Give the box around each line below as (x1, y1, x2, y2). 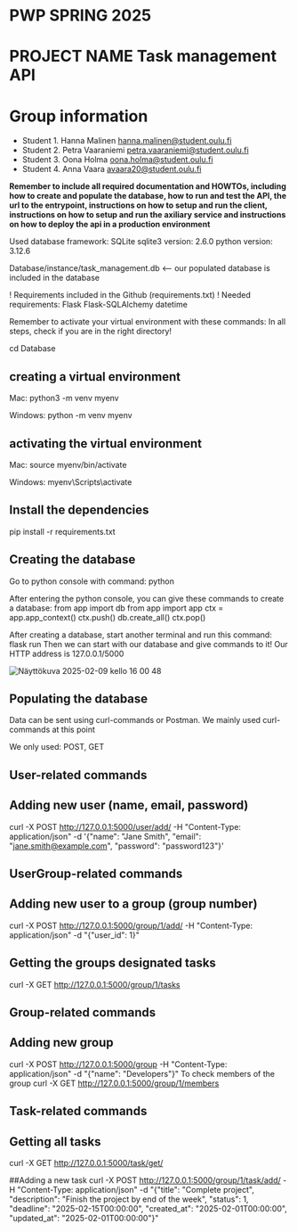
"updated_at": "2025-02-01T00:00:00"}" (9, 1213, 159, 1223)
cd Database (9, 343, 56, 354)
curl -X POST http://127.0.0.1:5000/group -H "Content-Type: (9, 1058, 228, 1070)
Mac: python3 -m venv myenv (9, 393, 119, 404)
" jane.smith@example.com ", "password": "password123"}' (9, 840, 224, 851)
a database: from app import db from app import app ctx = (9, 603, 224, 613)
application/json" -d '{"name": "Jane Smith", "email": (9, 831, 202, 842)
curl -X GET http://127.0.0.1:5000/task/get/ (9, 1158, 164, 1168)
